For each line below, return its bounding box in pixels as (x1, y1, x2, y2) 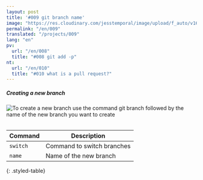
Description (71, 132, 106, 140)
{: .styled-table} (6, 167, 46, 175)
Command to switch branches (45, 142, 131, 150)
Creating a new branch (6, 89, 65, 97)
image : (6, 20, 23, 26)
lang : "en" (6, 37, 34, 43)
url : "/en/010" (11, 65, 50, 71)
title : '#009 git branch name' (6, 14, 85, 21)
